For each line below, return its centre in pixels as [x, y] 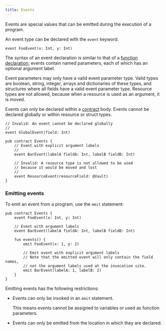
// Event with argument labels [47, 226]
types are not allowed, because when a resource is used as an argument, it [82, 94]
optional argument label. [30, 68]
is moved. [15, 99]
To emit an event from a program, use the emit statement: [64, 204]
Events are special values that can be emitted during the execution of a [78, 24]
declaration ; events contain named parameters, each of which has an [76, 63]
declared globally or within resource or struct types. [59, 114]
